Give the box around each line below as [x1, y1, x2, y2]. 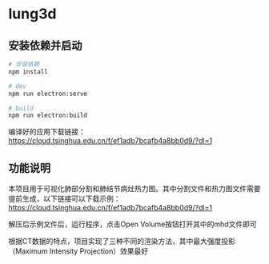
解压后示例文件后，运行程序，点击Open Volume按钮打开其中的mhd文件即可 [8, 219, 258, 229]
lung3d [8, 5, 57, 23]
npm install [8, 67, 48, 76]
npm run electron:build [8, 111, 88, 120]
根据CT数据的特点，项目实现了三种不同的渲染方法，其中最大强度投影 [8, 237, 236, 246]
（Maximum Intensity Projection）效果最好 [8, 246, 149, 256]
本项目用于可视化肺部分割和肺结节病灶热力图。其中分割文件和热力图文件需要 [8, 184, 261, 194]
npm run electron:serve [8, 90, 88, 98]
